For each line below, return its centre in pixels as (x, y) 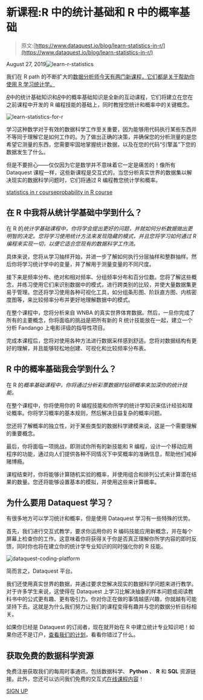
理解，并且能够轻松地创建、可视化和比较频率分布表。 (83, 348)
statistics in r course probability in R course (60, 192)
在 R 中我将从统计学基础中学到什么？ (74, 213)
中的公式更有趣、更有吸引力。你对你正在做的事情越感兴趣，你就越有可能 (107, 599)
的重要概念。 (22, 433)
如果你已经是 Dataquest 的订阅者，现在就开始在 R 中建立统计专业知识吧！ (98, 627)
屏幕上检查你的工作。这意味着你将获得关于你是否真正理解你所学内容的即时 (99, 539)
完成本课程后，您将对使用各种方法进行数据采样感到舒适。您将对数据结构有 (99, 341)
